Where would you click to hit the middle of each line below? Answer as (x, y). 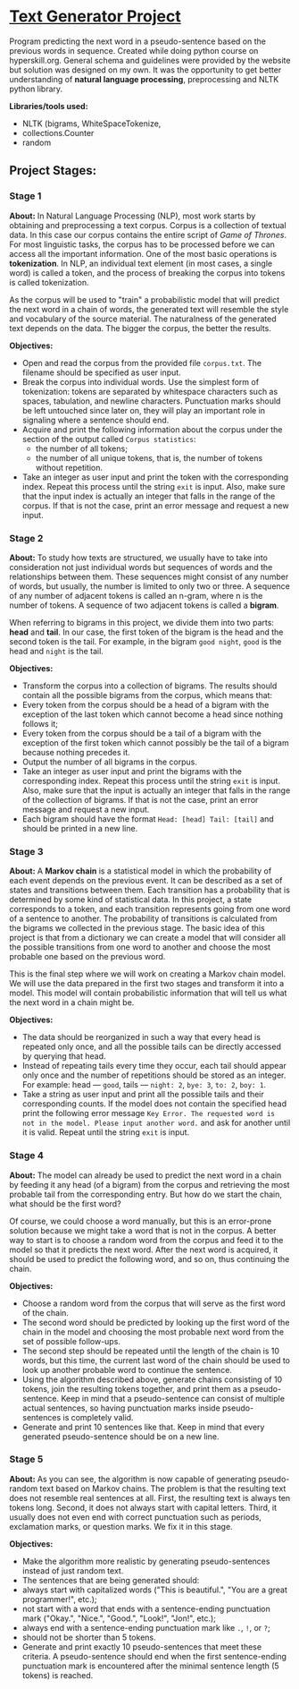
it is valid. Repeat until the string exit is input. (106, 1132)
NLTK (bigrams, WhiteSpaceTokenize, (91, 124)
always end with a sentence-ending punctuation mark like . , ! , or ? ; (146, 1627)
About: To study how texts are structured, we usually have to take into (138, 558)
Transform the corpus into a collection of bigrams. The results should (149, 686)
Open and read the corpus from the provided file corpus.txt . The (141, 363)
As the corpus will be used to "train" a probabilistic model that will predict (144, 299)
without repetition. (69, 467)
